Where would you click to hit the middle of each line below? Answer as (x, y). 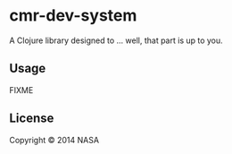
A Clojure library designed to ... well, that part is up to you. (116, 40)
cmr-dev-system (73, 16)
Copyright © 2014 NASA (54, 140)
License (32, 119)
